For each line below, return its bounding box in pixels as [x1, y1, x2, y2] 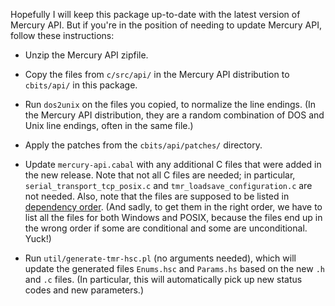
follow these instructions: [10, 30, 115, 41]
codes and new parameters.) [24, 284, 145, 296]
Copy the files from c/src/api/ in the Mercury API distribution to [24, 69, 290, 80]
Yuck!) [24, 233, 52, 244]
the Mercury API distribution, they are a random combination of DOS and [24, 109, 325, 121]
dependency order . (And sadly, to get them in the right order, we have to [24, 201, 323, 213]
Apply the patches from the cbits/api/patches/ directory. [24, 139, 263, 151]
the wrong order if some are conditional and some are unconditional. [24, 222, 308, 234]
